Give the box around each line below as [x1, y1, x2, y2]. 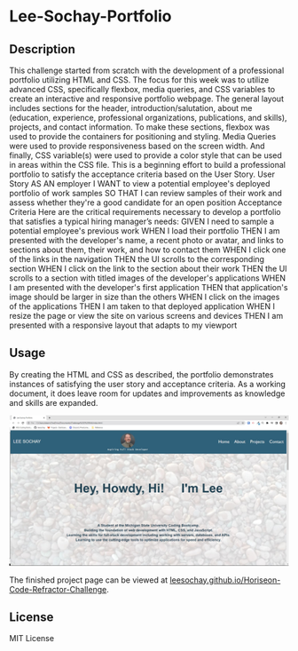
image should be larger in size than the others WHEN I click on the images [9, 291, 280, 302]
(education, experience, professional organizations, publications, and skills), [9, 113, 287, 123]
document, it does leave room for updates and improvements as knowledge [9, 388, 286, 399]
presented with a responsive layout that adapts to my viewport [9, 320, 238, 330]
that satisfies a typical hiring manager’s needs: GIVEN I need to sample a [9, 216, 275, 226]
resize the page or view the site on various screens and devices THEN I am [9, 311, 284, 321]
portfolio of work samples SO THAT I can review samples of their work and [9, 188, 282, 198]
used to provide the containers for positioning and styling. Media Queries [9, 131, 277, 141]
